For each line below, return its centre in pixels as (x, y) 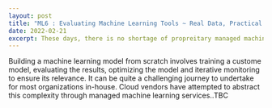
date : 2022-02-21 (38, 31)
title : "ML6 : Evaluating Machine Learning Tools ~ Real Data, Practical (136, 23)
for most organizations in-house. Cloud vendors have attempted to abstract (134, 87)
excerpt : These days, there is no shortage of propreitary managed (125, 38)
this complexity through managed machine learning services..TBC (119, 96)
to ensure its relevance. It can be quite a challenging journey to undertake (131, 78)
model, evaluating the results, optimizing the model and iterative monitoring (134, 70)
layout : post (30, 16)
